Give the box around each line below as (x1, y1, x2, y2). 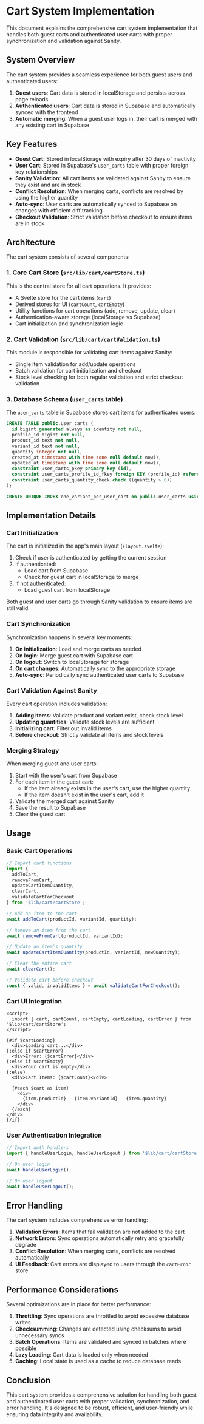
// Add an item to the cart (6, 910, 78, 917)
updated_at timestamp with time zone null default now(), (12, 460, 162, 466)
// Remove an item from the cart (6, 927, 91, 933)
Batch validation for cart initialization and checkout (15, 367, 142, 374)
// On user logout (6, 1178, 53, 1184)
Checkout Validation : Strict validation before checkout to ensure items (15, 213, 192, 220)
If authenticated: (15, 560, 56, 568)
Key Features (6, 139, 58, 149)
